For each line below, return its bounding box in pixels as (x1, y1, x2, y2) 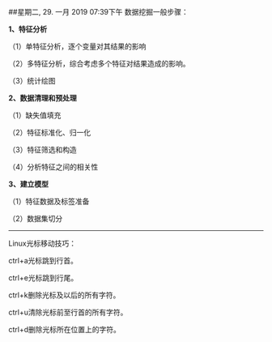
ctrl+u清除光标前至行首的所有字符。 (8, 307, 128, 317)
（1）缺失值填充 (8, 110, 62, 120)
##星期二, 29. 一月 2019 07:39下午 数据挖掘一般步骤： (8, 7, 189, 16)
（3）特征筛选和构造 (8, 145, 77, 154)
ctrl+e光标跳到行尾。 (8, 273, 79, 282)
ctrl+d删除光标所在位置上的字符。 (8, 325, 121, 334)
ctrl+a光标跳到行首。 (8, 256, 79, 265)
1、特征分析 (8, 24, 48, 34)
